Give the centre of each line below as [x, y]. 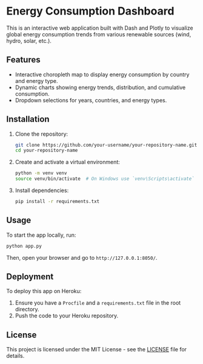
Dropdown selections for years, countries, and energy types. [91, 100]
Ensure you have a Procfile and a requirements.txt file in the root [98, 303]
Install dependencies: [42, 190]
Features [23, 60]
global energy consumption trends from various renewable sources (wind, [99, 34]
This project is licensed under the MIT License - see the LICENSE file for [96, 349]
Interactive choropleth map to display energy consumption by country [102, 74]
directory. [27, 309]
